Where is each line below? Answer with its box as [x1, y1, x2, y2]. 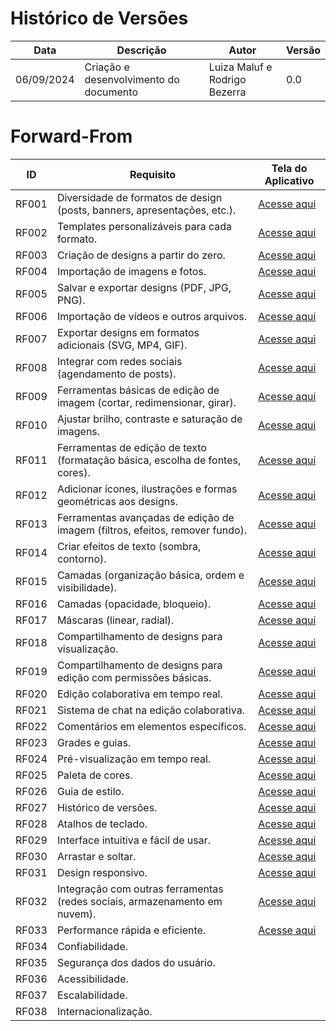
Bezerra [208, 85, 247, 99]
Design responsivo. [56, 865, 148, 879]
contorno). [56, 552, 107, 566]
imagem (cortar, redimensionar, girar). [56, 395, 237, 409]
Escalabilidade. [56, 988, 128, 1002]
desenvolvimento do [84, 72, 180, 86]
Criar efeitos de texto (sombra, [56, 539, 202, 553]
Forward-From [10, 125, 133, 148]
